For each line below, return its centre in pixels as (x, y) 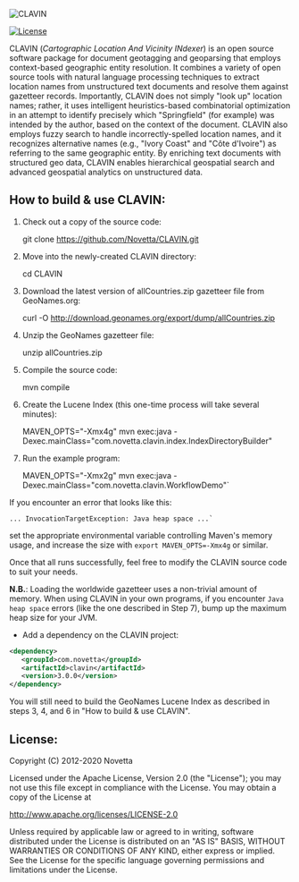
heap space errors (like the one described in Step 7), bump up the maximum (148, 607)
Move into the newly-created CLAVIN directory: (109, 256)
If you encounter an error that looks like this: (91, 502)
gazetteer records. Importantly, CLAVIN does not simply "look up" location (146, 96)
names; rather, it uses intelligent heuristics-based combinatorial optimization (150, 106)
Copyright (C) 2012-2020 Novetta (71, 761)
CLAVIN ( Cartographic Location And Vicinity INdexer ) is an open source (141, 48)
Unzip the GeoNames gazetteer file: (88, 335)
